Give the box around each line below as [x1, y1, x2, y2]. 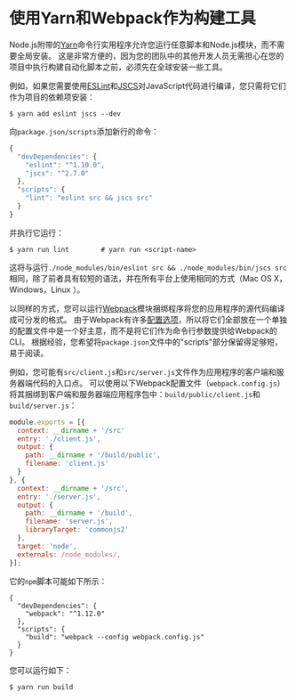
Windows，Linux [9, 284, 71, 295]
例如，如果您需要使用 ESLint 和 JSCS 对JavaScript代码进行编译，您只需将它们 [9, 80, 286, 91]
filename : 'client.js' [25, 460, 109, 468]
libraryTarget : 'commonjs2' [25, 525, 129, 534]
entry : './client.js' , [17, 434, 101, 444]
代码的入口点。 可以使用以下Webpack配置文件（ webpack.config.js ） [32, 378, 285, 388]
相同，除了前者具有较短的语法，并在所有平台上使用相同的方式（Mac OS [9, 273, 273, 283]
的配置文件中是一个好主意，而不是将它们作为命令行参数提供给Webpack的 [9, 325, 278, 336]
